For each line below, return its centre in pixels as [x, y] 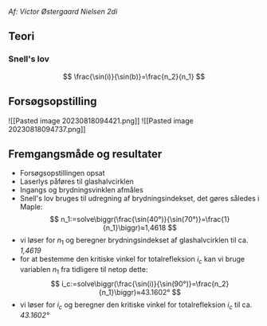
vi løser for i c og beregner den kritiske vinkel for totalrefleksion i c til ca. [136, 305]
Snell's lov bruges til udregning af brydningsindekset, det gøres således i [139, 199]
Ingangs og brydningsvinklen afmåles [81, 190]
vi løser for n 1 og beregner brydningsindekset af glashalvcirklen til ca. [134, 241]
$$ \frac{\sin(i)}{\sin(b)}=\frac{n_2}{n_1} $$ [134, 76]
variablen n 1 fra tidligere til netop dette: [84, 270]
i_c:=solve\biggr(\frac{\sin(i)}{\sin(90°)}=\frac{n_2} [145, 283]
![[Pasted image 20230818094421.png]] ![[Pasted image [101, 120]
